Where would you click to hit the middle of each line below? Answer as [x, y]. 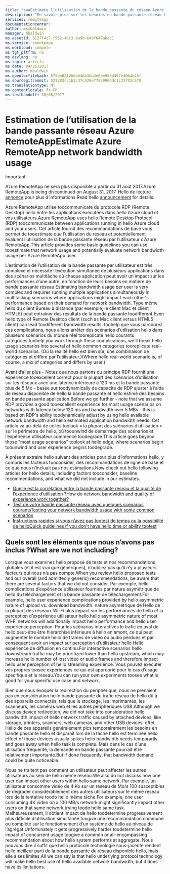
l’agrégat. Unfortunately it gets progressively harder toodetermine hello [79, 829]
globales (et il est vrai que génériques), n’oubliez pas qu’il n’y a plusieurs [81, 568]
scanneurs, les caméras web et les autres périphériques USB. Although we [83, 706]
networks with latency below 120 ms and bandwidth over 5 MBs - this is [80, 410]
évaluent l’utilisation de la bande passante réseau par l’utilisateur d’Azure [81, 240]
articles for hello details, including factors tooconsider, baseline [71, 473]
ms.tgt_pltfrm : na [25, 52]
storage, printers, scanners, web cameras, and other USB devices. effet [80, 723]
